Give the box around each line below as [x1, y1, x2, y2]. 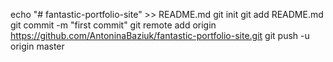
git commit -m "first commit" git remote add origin [10, 19, 217, 31]
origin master [10, 40, 65, 52]
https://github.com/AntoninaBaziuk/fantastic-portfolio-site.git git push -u [10, 30, 310, 41]
